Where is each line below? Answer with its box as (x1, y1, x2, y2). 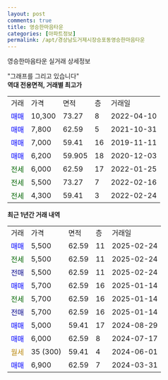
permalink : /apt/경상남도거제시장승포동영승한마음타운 (7, 37, 145, 44)
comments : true (7, 17, 52, 24)
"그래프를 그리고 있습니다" (7, 72, 80, 81)
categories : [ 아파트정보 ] (7, 30, 76, 37)
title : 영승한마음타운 (7, 23, 64, 30)
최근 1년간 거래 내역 (7, 210, 61, 219)
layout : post (7, 10, 46, 18)
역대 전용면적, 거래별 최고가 (7, 81, 83, 89)
